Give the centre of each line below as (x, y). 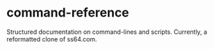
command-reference (68, 13)
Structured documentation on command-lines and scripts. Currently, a (107, 32)
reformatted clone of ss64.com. (52, 39)
